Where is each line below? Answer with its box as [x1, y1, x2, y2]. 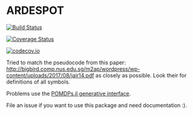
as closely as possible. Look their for [95, 71, 187, 79]
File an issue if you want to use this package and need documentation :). [6, 101, 188, 109]
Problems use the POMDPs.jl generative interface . [6, 90, 131, 97]
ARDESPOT [6, 4, 65, 18]
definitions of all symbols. [6, 78, 71, 85]
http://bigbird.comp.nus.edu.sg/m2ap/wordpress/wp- [6, 65, 140, 73]
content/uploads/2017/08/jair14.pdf [6, 71, 94, 79]
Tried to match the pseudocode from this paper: [6, 59, 126, 66]
